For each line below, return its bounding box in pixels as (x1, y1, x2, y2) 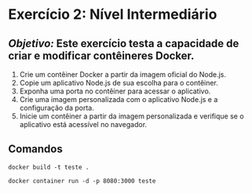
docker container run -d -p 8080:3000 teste (8, 177, 156, 185)
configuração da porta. (19, 104, 94, 112)
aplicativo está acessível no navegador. (19, 120, 148, 129)
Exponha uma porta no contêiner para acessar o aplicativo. (19, 86, 211, 96)
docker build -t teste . (8, 163, 89, 171)
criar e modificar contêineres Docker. (8, 49, 195, 62)
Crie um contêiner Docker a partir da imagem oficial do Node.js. (19, 70, 226, 79)
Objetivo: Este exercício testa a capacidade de (8, 37, 239, 50)
